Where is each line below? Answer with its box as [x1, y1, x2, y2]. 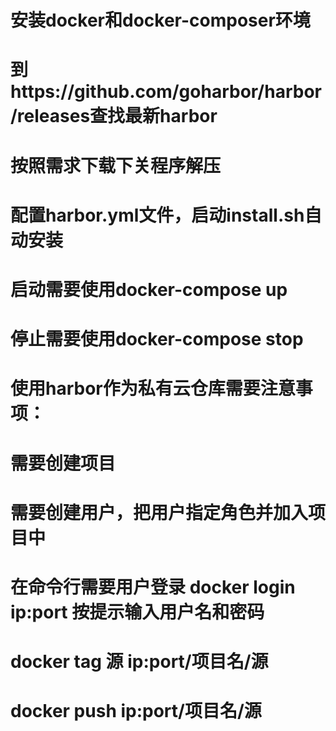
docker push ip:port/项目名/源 [10, 700, 262, 723]
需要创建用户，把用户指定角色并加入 [10, 501, 309, 524]
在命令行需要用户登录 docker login [10, 576, 296, 598]
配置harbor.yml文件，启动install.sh [10, 204, 305, 226]
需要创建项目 [10, 452, 117, 475]
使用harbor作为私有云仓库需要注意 [10, 377, 296, 400]
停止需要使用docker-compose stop [10, 328, 304, 351]
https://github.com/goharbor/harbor [10, 81, 322, 103]
